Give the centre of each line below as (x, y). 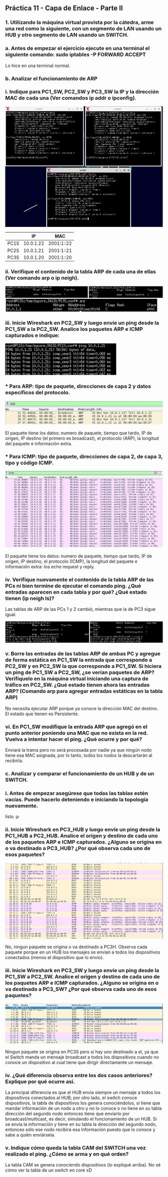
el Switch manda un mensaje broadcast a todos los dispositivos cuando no (82, 1057)
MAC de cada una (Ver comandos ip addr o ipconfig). (71, 98)
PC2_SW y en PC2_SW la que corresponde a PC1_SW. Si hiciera (83, 666)
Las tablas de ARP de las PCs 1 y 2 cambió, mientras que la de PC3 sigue (80, 609)
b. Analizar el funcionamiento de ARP (51, 78)
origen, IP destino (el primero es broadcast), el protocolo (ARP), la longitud (82, 438)
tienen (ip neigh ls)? (30, 598)
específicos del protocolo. (38, 393)
